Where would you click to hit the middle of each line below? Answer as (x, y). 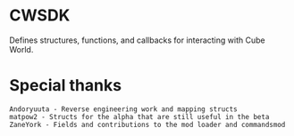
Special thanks (66, 86)
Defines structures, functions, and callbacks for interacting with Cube (137, 40)
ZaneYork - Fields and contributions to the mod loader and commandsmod (147, 124)
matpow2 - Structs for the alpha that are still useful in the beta (139, 116)
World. (21, 49)
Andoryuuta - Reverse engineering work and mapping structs (124, 109)
